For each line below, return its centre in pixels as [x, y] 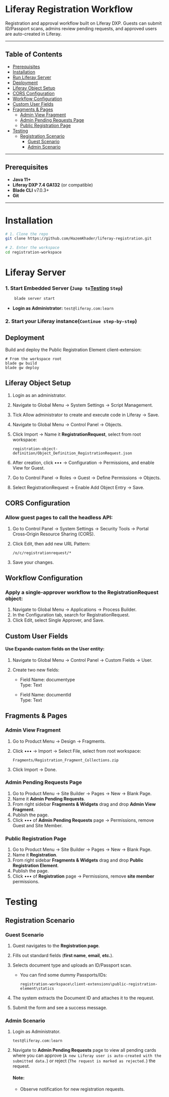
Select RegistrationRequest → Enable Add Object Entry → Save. [78, 487]
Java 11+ [22, 179]
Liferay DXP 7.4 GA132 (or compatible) [53, 185]
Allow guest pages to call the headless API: [59, 518]
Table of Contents [34, 55]
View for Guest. [29, 468]
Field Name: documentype [48, 679]
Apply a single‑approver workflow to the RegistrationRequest [82, 592]
